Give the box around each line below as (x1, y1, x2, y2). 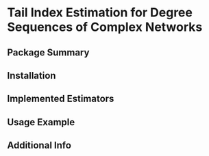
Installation (7, 70, 56, 81)
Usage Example (7, 116, 75, 128)
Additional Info (7, 140, 72, 151)
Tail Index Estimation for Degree (7, 5, 193, 21)
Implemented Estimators (7, 93, 114, 105)
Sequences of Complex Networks (7, 19, 203, 35)
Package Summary (7, 47, 90, 58)
